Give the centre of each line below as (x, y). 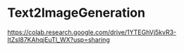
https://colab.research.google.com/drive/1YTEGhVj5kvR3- (92, 32)
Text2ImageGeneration (76, 13)
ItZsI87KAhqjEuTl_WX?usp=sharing (59, 39)
